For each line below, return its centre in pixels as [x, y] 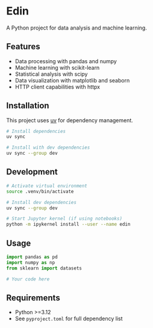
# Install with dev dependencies [48, 148]
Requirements [33, 298]
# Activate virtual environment [47, 186]
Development [32, 172]
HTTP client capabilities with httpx [58, 87]
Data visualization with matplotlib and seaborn [72, 80]
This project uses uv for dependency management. [70, 120]
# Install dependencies [36, 131]
